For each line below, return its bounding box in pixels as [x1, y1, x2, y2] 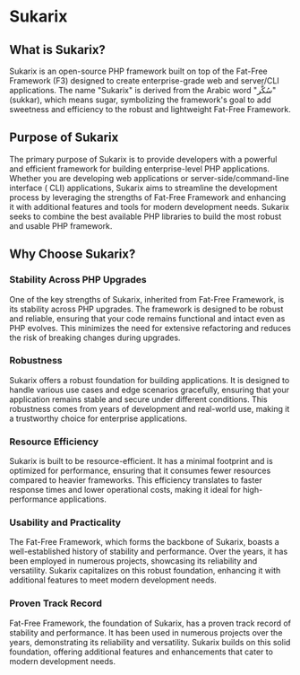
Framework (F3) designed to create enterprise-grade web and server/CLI [9, 75, 279, 86]
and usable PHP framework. [9, 220, 113, 231]
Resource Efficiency [9, 435, 99, 448]
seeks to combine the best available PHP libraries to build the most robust [9, 211, 282, 222]
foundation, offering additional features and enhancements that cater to [9, 646, 273, 657]
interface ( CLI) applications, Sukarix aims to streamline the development [9, 182, 278, 193]
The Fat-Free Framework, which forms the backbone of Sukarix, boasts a [9, 537, 279, 548]
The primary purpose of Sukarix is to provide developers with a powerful [9, 153, 278, 164]
